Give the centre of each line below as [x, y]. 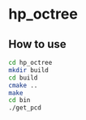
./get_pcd [25, 108]
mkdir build [28, 70]
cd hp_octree [30, 62]
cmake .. [23, 85]
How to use [37, 44]
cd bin [19, 101]
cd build [23, 78]
